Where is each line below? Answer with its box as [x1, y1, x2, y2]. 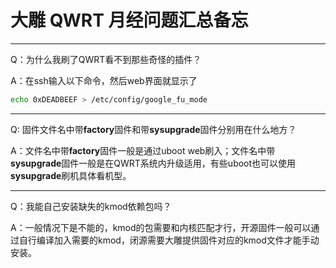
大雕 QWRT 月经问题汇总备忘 [10, 9, 249, 32]
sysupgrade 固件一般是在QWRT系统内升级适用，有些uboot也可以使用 [10, 157, 297, 169]
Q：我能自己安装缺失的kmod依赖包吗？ [10, 200, 172, 212]
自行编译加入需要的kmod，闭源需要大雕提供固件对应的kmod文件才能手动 [18, 234, 320, 246]
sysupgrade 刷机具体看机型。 [10, 169, 132, 181]
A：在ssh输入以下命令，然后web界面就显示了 [10, 74, 198, 86]
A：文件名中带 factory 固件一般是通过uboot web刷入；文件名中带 [10, 144, 276, 156]
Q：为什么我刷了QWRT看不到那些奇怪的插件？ [10, 53, 202, 65]
